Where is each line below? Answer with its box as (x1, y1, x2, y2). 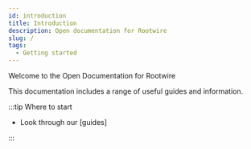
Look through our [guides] (19, 118, 107, 127)
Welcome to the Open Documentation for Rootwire (8, 71, 176, 80)
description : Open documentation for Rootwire (8, 26, 167, 34)
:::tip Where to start (8, 102, 72, 111)
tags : (8, 42, 27, 50)
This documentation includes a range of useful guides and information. (8, 87, 244, 96)
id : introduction (8, 11, 67, 20)
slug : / (8, 34, 35, 42)
